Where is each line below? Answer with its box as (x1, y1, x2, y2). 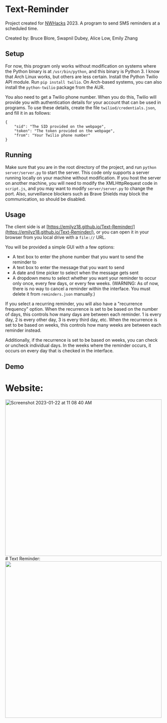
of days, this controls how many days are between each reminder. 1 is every (5, 312, 161, 318)
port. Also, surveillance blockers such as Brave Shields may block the (5, 190, 148, 196)
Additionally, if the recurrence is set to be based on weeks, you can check (5, 337, 158, 343)
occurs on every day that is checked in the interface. (5, 348, 114, 354)
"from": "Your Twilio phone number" (14, 133, 91, 138)
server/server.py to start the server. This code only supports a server (5, 169, 149, 175)
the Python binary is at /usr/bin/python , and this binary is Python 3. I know (5, 68, 160, 74)
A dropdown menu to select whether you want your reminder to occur (12, 275, 156, 281)
